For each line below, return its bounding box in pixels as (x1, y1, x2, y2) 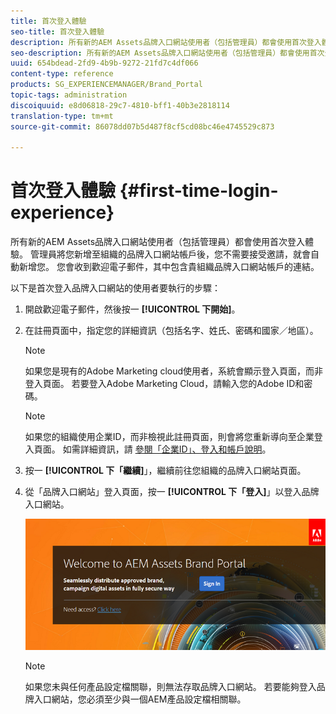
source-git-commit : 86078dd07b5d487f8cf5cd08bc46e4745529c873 (10, 121, 275, 132)
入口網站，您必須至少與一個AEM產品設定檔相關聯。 (33, 693, 247, 705)
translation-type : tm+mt (10, 111, 114, 121)
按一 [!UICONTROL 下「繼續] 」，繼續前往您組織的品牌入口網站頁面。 (24, 465, 307, 477)
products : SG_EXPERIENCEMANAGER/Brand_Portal (10, 80, 203, 90)
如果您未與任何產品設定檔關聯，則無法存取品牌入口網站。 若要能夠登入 (24, 680, 317, 692)
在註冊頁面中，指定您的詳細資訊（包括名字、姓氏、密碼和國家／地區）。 (24, 325, 319, 337)
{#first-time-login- (119, 180, 279, 202)
